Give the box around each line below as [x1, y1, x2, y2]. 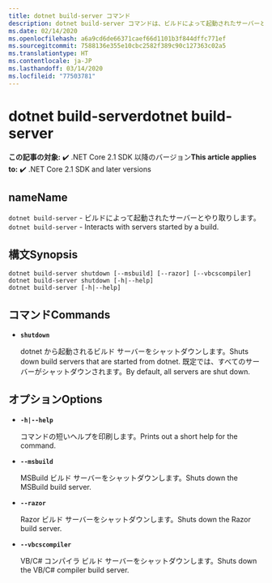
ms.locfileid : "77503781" [8, 72, 96, 80]
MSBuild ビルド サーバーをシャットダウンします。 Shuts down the [19, 473, 239, 483]
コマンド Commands [8, 308, 111, 321]
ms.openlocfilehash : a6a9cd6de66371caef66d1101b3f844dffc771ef [8, 34, 227, 43]
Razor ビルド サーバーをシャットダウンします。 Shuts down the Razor [19, 514, 251, 524]
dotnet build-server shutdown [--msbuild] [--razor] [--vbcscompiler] [8, 270, 252, 278]
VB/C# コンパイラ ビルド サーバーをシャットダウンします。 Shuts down [19, 555, 257, 565]
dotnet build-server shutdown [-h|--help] [8, 277, 154, 285]
